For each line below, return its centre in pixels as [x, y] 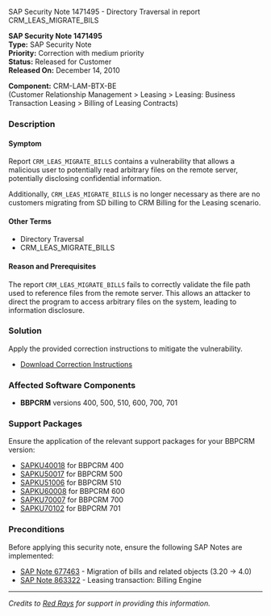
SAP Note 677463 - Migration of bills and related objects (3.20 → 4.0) [136, 571]
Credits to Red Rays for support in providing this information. [110, 603]
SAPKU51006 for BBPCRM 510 [71, 483]
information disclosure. [47, 310]
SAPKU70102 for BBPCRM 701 [70, 508]
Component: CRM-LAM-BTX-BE [63, 86]
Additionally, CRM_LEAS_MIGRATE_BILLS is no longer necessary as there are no [134, 194]
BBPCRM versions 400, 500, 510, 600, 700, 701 [99, 403]
